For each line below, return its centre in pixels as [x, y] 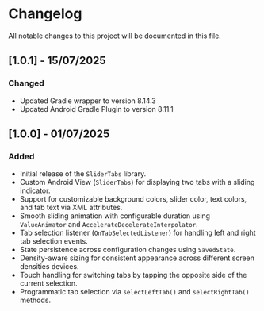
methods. [35, 300]
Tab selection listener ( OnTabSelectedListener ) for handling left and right [138, 233]
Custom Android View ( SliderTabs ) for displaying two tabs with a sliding [137, 182]
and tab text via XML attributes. [71, 208]
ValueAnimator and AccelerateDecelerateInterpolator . [109, 225]
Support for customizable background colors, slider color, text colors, [133, 199]
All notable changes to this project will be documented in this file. [115, 36]
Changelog [45, 14]
